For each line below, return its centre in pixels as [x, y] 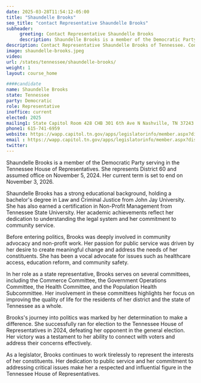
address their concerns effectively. [49, 343]
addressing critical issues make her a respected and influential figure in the [99, 367]
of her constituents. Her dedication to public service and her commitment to [100, 361]
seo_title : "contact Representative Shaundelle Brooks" [77, 23]
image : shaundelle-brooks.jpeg [45, 51]
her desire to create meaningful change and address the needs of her [92, 249]
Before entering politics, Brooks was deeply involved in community [89, 237]
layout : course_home [32, 73]
